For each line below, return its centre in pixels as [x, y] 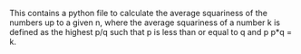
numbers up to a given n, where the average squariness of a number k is [145, 22]
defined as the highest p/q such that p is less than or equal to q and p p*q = [151, 32]
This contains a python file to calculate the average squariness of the [138, 13]
